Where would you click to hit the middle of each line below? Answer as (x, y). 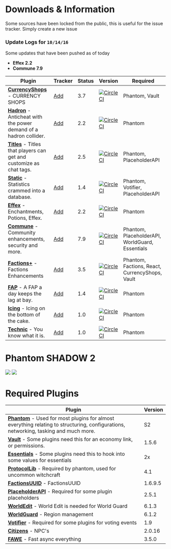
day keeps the (25, 294)
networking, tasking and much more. (52, 431)
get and (17, 157)
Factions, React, (142, 267)
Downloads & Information (60, 9)
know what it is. (26, 336)
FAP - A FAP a (25, 287)
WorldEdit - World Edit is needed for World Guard (68, 506)
